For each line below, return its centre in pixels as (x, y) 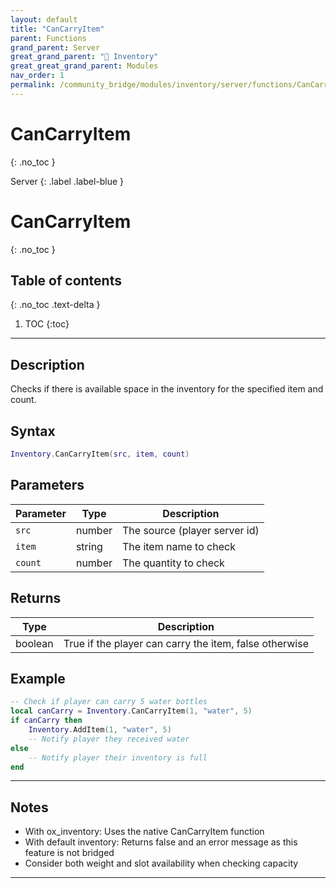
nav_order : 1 (37, 76)
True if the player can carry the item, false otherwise (186, 643)
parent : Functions (48, 38)
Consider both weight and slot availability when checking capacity (161, 863)
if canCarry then (46, 721)
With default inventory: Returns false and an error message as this (161, 842)
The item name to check (179, 546)
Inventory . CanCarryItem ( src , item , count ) (100, 454)
